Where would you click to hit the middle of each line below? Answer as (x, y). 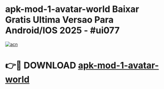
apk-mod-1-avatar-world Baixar (72, 9)
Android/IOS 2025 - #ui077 (62, 30)
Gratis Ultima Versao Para (59, 20)
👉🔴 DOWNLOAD (41, 65)
